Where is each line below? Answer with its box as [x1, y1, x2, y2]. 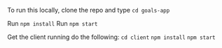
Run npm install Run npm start [7, 19, 98, 27]
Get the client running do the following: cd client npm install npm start [7, 33, 216, 41]
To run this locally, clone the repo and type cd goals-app [7, 6, 170, 14]
